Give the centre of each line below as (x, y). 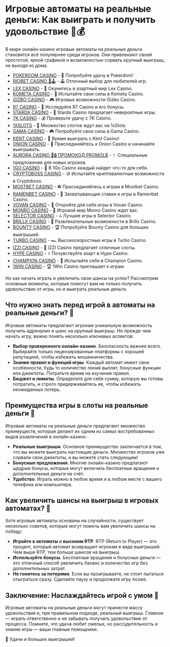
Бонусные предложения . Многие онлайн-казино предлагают (80, 463)
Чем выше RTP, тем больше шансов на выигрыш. (66, 552)
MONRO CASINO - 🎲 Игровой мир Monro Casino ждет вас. (76, 210)
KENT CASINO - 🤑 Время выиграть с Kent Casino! (66, 138)
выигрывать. (26, 149)
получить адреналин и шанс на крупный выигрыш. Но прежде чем (78, 331)
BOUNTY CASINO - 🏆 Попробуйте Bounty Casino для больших (81, 227)
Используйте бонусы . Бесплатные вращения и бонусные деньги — (87, 558)
